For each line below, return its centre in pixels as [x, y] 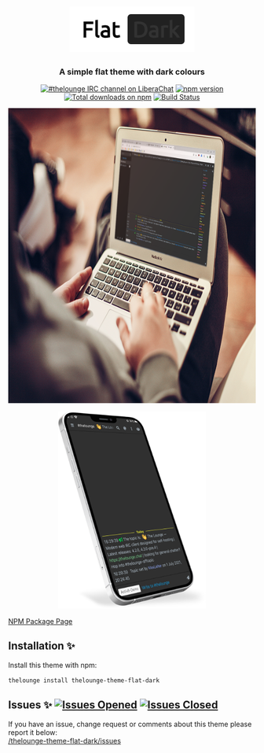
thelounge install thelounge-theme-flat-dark [84, 680]
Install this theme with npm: [53, 665]
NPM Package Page [40, 621]
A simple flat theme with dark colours [132, 72]
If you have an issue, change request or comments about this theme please [130, 724]
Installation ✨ [42, 646]
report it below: [33, 732]
